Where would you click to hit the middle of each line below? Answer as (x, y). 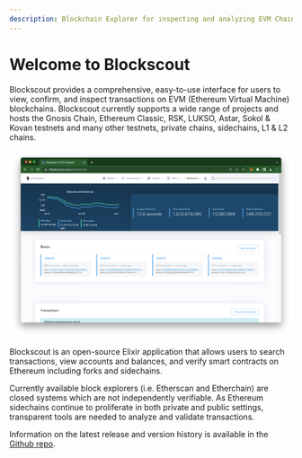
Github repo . (32, 444)
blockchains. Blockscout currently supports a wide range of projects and (144, 109)
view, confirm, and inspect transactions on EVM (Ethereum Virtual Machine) (150, 99)
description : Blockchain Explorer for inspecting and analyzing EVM (140, 19)
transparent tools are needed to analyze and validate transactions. (132, 417)
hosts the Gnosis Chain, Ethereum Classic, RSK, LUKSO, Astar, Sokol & (140, 118)
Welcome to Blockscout (100, 64)
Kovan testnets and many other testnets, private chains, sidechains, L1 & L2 (149, 128)
